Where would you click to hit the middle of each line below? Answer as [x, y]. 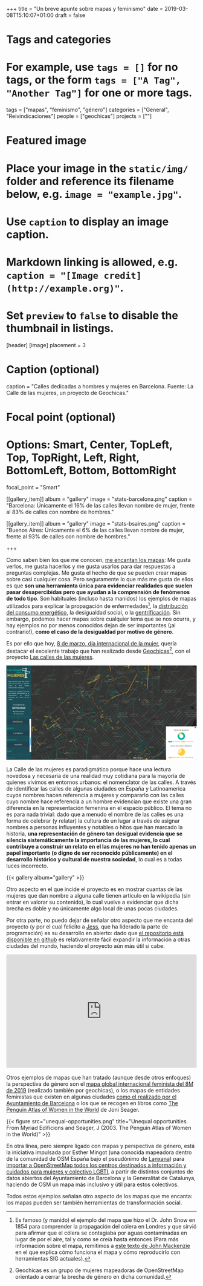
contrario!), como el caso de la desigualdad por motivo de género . [90, 632]
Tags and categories [59, 40]
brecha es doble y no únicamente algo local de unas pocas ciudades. [93, 909]
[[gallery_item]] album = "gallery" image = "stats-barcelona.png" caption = [99, 499]
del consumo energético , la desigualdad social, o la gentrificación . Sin [94, 612]
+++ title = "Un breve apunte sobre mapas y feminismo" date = [85, 9]
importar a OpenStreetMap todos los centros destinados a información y [96, 1165]
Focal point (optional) [61, 417]
